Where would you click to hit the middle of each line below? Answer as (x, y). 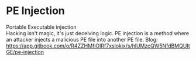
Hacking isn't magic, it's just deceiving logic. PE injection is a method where (97, 33)
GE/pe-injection (25, 52)
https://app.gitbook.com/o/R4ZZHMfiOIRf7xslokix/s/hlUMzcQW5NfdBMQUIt (98, 46)
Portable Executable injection (41, 27)
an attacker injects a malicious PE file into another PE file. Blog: (82, 39)
